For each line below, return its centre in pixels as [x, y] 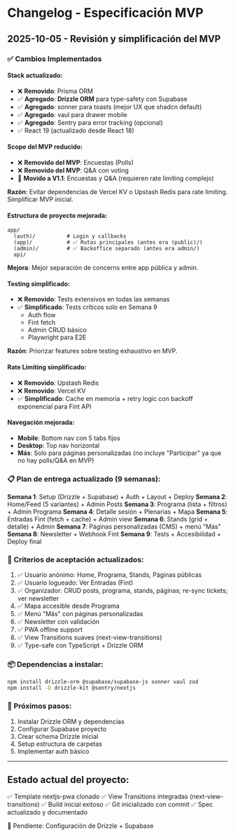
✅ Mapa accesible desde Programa [69, 606]
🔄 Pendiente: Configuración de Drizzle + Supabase [80, 826]
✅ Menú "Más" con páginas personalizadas [80, 614]
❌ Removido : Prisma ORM [55, 91]
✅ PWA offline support [50, 630]
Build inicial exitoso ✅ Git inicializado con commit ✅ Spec [130, 805]
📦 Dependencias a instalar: [55, 665]
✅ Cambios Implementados [55, 59]
